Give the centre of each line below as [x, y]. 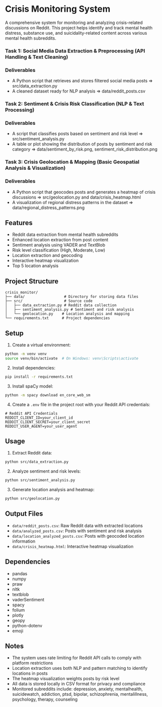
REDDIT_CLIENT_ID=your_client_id [39, 418]
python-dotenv [27, 625]
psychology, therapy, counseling [45, 699]
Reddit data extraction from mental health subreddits [65, 235]
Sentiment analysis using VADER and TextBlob [59, 245]
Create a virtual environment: [41, 345]
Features [19, 223]
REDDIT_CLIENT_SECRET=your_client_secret [48, 422]
